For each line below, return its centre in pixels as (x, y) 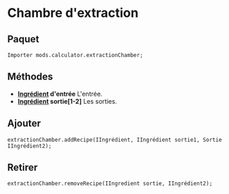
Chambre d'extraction (73, 13)
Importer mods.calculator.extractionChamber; (75, 55)
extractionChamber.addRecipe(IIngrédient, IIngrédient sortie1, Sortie (114, 140)
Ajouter (24, 124)
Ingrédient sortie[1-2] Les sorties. (67, 101)
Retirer (23, 168)
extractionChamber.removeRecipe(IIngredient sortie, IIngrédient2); (110, 184)
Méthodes (30, 77)
